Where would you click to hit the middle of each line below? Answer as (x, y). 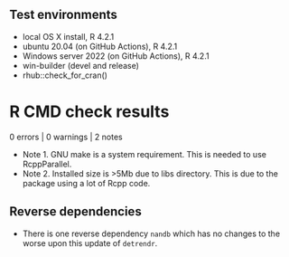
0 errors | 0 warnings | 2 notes (66, 137)
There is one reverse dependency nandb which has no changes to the (151, 233)
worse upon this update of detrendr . (90, 243)
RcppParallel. (47, 164)
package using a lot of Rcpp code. (86, 183)
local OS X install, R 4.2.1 (68, 36)
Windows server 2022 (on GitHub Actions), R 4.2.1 (116, 56)
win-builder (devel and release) (81, 65)
